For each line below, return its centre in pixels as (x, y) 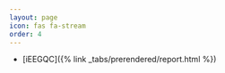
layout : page (34, 17)
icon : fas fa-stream (48, 26)
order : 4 (26, 34)
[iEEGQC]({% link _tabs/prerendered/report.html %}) (119, 60)
